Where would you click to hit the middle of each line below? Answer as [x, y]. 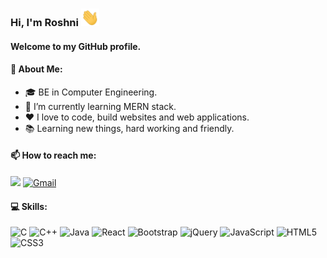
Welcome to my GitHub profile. [76, 46]
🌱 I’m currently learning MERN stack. [100, 106]
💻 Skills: [29, 206]
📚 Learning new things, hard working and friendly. [129, 128]
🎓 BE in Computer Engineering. [91, 92]
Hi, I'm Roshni [44, 23]
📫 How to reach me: [53, 155]
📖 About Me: [36, 69]
